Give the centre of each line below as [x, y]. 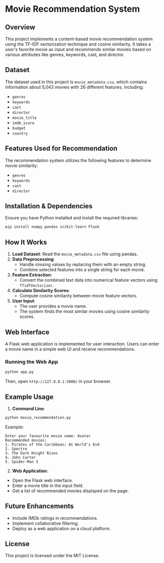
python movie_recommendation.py [38, 417]
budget [19, 128]
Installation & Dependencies [49, 206]
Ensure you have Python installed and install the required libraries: [72, 218]
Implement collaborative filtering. [46, 523]
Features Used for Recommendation [61, 148]
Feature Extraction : [32, 275]
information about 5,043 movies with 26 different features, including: [74, 87]
